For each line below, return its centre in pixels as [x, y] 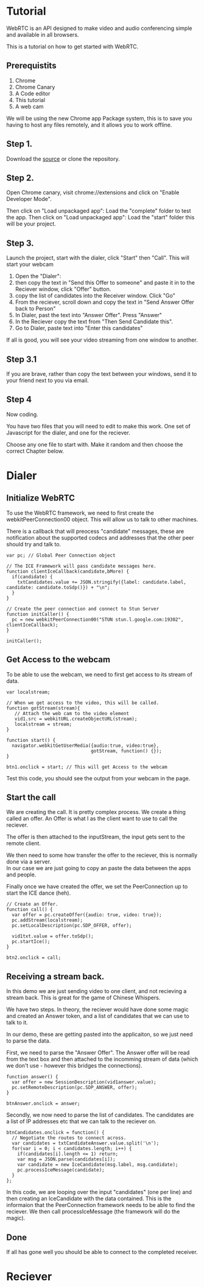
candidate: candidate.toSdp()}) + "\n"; [58, 587]
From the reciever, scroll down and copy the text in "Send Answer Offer [105, 302]
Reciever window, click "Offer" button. [63, 289]
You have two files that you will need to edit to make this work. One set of [98, 426]
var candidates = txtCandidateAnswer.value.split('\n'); [86, 1143]
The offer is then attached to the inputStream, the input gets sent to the [96, 837]
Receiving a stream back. [55, 976]
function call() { [30, 910]
